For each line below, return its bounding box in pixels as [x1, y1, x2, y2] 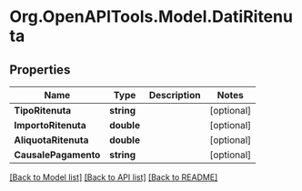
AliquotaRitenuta [14, 134, 89, 146]
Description [148, 89, 201, 101]
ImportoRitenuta [14, 119, 86, 131]
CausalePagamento [14, 148, 101, 161]
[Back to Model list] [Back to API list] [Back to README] [9, 172, 218, 183]
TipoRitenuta [14, 105, 72, 116]
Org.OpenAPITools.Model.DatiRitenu [9, 6, 294, 27]
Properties [9, 62, 71, 77]
